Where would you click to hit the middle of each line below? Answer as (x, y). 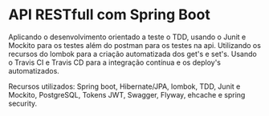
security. (23, 103)
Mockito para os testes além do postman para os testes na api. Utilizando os (134, 45)
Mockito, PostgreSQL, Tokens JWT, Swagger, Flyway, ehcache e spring (127, 94)
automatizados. (34, 70)
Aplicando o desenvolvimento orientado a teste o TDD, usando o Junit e (127, 37)
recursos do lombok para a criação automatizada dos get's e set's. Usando (132, 54)
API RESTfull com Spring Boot (109, 15)
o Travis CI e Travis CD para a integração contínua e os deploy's (114, 62)
